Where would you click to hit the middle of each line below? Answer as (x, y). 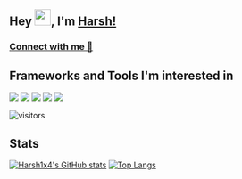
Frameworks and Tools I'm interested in (121, 75)
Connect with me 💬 (51, 47)
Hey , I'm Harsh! (63, 22)
